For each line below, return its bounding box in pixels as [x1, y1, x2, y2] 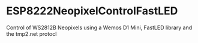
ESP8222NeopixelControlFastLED [6, 4, 178, 18]
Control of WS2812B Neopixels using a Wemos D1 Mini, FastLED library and [6, 24, 193, 31]
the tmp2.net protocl [6, 30, 57, 37]
